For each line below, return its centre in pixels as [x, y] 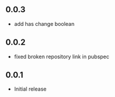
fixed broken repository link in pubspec [62, 56]
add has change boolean [44, 24]
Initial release [30, 89]
